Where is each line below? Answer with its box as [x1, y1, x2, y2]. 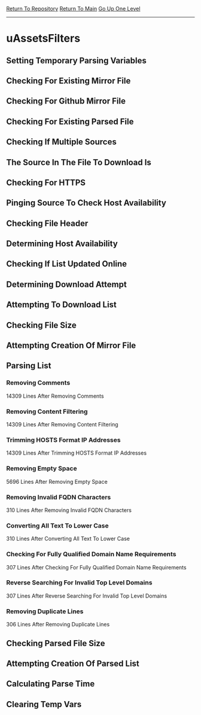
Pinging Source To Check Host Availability [6, 198, 166, 208]
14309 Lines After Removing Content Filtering [6, 421, 118, 428]
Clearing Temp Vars [6, 699, 82, 709]
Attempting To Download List [6, 299, 117, 310]
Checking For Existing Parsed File [6, 116, 134, 126]
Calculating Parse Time [6, 679, 95, 689]
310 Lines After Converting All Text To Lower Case [6, 535, 130, 543]
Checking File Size [6, 320, 77, 330]
